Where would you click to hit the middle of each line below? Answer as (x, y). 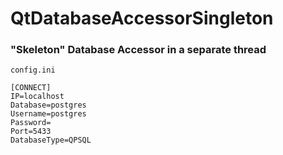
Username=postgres (48, 114)
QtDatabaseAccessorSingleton (142, 18)
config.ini (33, 70)
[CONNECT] (31, 88)
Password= (31, 123)
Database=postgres (48, 105)
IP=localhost (37, 97)
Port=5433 (31, 132)
